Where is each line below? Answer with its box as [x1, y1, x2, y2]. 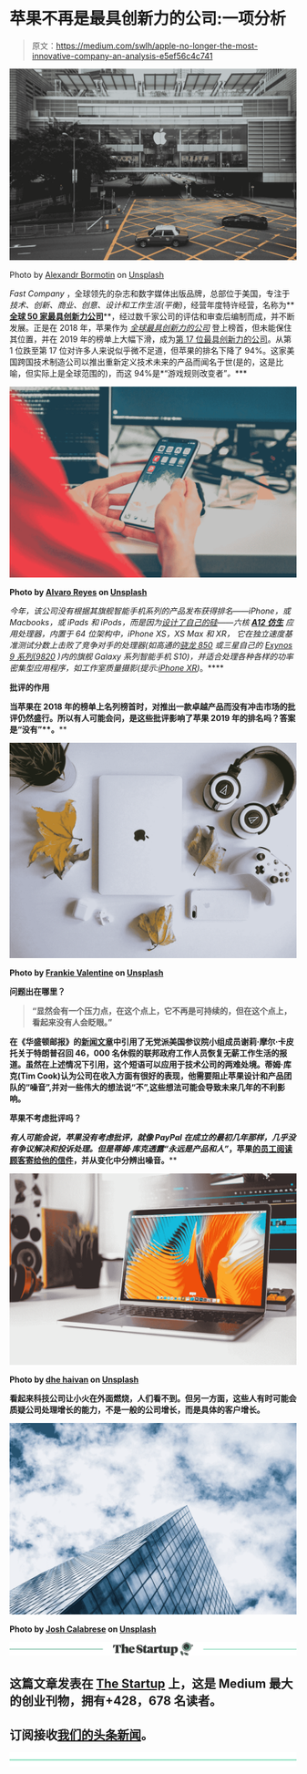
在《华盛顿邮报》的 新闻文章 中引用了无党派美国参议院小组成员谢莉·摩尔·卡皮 [9, 1037, 294, 1047]
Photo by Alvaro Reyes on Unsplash [9, 587, 148, 598]
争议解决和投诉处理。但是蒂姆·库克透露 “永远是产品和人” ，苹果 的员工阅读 [16, 1143, 293, 1154]
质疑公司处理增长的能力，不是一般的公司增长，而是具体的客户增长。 [9, 1404, 265, 1415]
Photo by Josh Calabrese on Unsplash [9, 1624, 157, 1635]
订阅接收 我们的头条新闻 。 [9, 1727, 153, 1742]
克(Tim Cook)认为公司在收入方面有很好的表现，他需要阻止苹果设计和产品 [9, 1070, 284, 1081]
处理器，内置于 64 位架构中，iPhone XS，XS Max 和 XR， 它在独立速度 [16, 628, 285, 639]
